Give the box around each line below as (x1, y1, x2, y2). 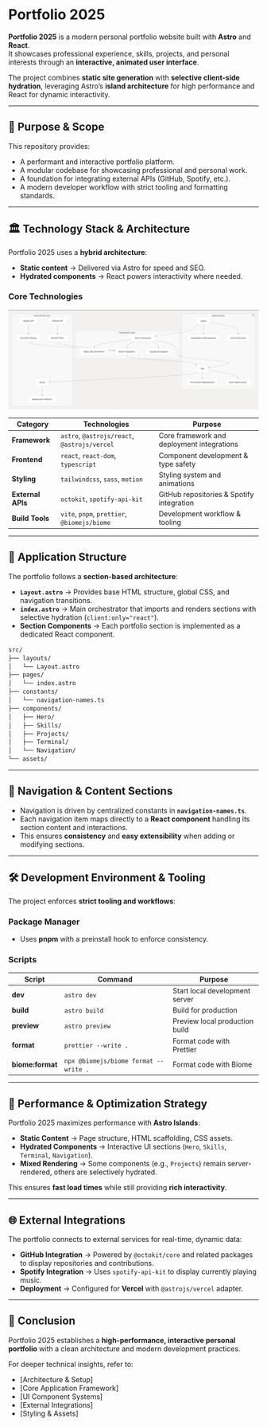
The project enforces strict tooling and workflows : (8, 896, 176, 906)
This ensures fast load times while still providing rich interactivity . (8, 1183, 227, 1193)
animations (158, 478, 195, 488)
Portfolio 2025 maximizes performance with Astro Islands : (8, 1118, 200, 1128)
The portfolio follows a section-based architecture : (8, 571, 179, 581)
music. (19, 1275, 42, 1285)
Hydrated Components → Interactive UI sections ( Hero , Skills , (19, 1142, 227, 1152)
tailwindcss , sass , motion (60, 474, 143, 484)
